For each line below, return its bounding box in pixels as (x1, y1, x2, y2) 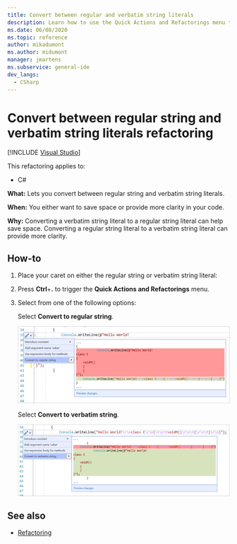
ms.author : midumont (7, 49, 68, 56)
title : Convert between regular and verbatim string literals (7, 11, 194, 18)
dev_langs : (7, 71, 39, 78)
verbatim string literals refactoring (7, 125, 214, 141)
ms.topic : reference (7, 34, 68, 41)
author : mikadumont (7, 41, 65, 49)
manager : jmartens (7, 57, 61, 64)
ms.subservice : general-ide (7, 64, 90, 71)
